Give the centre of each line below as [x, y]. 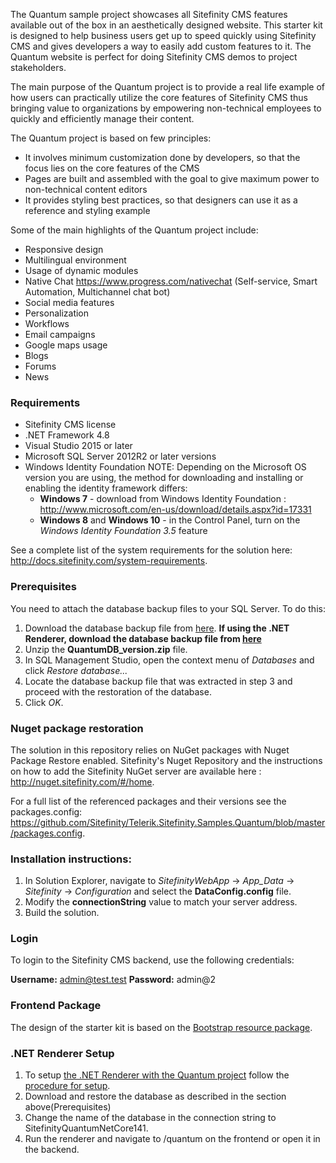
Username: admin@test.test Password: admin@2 [113, 980]
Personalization [57, 313]
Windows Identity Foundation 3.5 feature [123, 531]
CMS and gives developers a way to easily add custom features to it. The [161, 46]
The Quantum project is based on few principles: [111, 138]
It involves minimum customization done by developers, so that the [162, 157]
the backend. [52, 1150]
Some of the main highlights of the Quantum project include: [134, 230]
